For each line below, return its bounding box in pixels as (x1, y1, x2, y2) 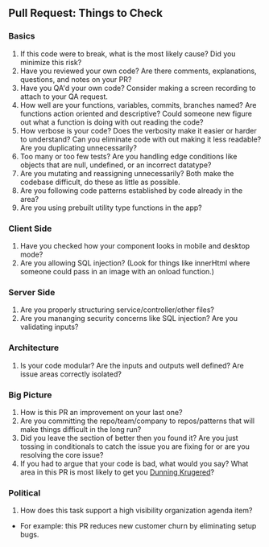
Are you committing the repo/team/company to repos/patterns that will (19, 416, 255, 426)
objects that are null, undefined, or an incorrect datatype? (19, 160, 212, 170)
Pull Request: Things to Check (8, 6, 163, 20)
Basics (8, 31, 35, 42)
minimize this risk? (19, 57, 82, 67)
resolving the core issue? (19, 450, 104, 459)
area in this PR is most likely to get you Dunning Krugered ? (19, 467, 215, 477)
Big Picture (8, 389, 52, 401)
